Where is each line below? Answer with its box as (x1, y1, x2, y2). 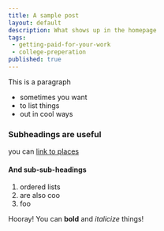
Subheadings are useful (8, 129, 102, 140)
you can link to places (8, 147, 80, 156)
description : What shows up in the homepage (8, 26, 157, 34)
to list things (19, 100, 60, 110)
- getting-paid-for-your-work (11, 41, 111, 49)
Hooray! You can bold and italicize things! (8, 214, 144, 224)
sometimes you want (19, 92, 88, 102)
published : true (8, 56, 61, 64)
